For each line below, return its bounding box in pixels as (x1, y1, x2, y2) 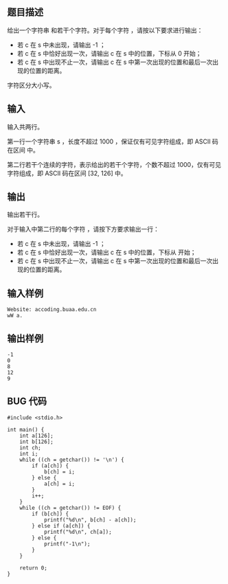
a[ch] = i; (43, 480, 76, 487)
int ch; (19, 444, 41, 451)
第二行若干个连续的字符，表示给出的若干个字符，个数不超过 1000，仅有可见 (7, 160, 222, 168)
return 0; (19, 564, 48, 572)
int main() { (7, 426, 45, 433)
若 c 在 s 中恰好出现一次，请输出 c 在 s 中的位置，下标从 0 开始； (16, 49, 202, 57)
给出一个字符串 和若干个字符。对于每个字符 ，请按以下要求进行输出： (7, 26, 203, 34)
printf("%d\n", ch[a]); (43, 528, 112, 535)
